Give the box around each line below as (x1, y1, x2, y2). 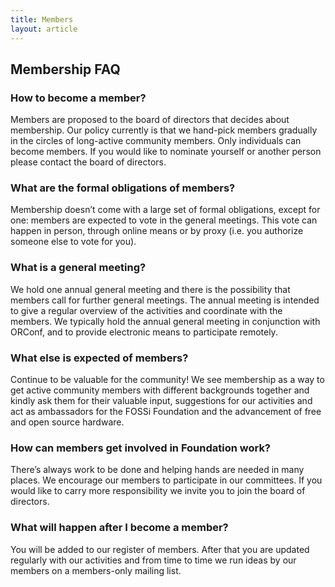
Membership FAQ (10, 61, 121, 78)
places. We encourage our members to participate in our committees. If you (10, 474, 323, 486)
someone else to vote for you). (10, 236, 137, 248)
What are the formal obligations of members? (10, 181, 236, 195)
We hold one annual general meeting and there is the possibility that (10, 283, 291, 295)
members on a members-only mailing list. (10, 564, 182, 576)
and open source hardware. (10, 416, 125, 428)
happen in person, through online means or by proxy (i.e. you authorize (10, 225, 304, 237)
